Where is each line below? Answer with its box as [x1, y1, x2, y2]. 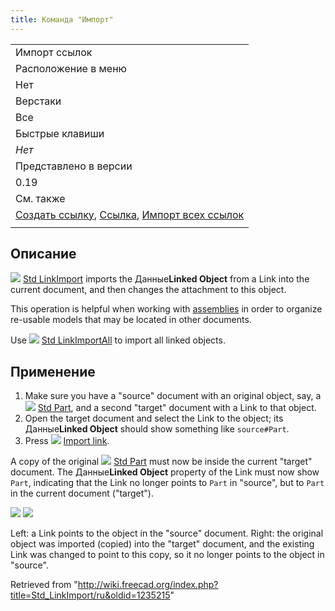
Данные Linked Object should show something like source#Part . [24, 423, 290, 435]
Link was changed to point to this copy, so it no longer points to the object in [10, 549, 325, 561]
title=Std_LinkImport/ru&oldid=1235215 [10, 589, 171, 601]
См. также [15, 191, 66, 205]
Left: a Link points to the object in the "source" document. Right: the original [10, 527, 324, 540]
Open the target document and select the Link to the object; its [24, 412, 284, 425]
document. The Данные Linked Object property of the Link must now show [10, 466, 320, 478]
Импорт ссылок [15, 45, 93, 59]
